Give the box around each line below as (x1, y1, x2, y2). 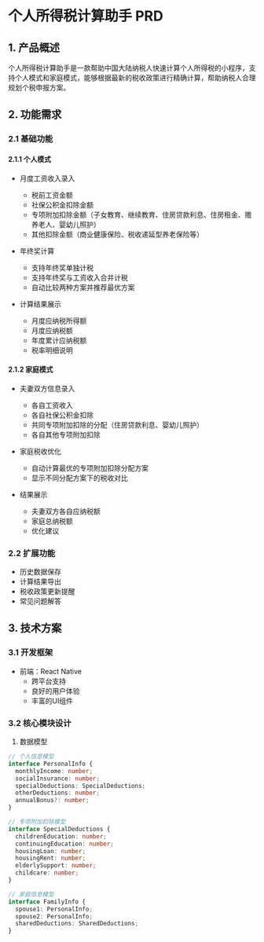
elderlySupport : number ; (15, 862, 97, 870)
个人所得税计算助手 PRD (8, 7, 163, 25)
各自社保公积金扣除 (31, 410, 94, 420)
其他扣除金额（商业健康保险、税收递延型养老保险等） (31, 229, 204, 239)
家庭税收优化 (19, 446, 61, 456)
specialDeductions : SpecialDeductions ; (15, 782, 146, 790)
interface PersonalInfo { (8, 760, 93, 768)
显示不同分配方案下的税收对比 (31, 473, 128, 482)
